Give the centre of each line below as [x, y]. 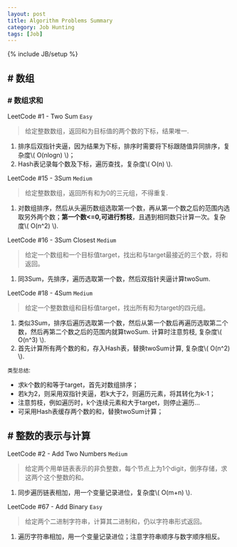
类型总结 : [19, 370]
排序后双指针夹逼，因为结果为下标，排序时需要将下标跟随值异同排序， [121, 146]
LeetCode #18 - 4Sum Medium [50, 293]
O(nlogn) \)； [56, 155]
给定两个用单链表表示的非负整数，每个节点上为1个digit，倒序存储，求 [126, 468]
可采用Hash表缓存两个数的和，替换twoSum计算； [90, 411]
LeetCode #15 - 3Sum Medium [50, 178]
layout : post [27, 14]
